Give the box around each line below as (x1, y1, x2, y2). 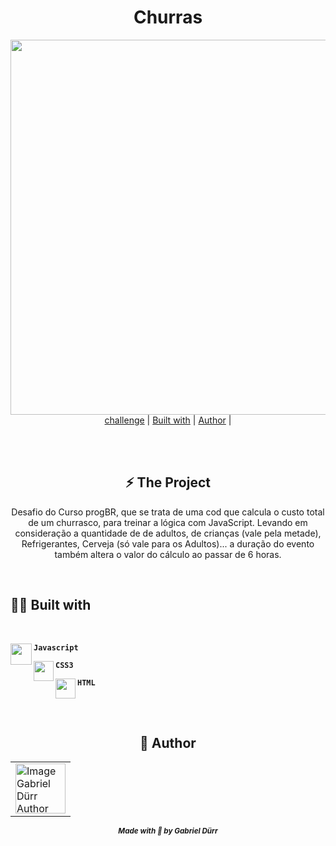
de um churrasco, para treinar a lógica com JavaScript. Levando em (28, 516, 308, 528)
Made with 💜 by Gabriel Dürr (118, 826, 218, 836)
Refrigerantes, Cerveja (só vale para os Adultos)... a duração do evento (21, 537, 315, 550)
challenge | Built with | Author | (104, 414, 232, 426)
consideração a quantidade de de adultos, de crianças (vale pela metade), (14, 527, 322, 539)
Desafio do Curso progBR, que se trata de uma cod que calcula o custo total (11, 506, 325, 518)
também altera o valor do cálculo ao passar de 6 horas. (54, 548, 282, 560)
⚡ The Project (125, 474, 211, 491)
